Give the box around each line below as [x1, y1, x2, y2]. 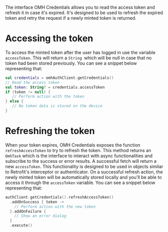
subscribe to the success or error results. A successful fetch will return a [5, 158, 157, 164]
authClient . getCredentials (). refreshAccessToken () [5, 195, 114, 200]
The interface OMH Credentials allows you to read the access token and [5, 5, 155, 10]
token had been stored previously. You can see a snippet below [5, 60, 137, 66]
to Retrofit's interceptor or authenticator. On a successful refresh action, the [5, 169, 163, 175]
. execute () [10, 223, 33, 228]
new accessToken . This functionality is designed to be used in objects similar [5, 163, 163, 169]
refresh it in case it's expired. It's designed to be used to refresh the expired [5, 10, 163, 16]
